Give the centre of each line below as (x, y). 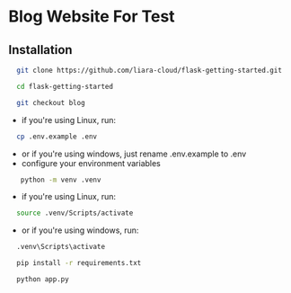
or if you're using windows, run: (80, 230)
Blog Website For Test (92, 17)
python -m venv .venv (61, 180)
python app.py (43, 280)
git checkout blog (51, 102)
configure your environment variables (91, 163)
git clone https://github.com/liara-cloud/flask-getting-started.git (149, 70)
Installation (40, 50)
